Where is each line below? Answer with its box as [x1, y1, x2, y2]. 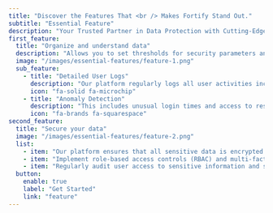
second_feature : [8, 117, 63, 126]
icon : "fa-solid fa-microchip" [29, 87, 136, 96]
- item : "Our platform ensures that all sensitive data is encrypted [23, 147, 264, 155]
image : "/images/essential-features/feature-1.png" [15, 58, 195, 66]
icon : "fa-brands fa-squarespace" [29, 110, 148, 118]
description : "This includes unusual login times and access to [29, 102, 253, 110]
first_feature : [8, 34, 60, 43]
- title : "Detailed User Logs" [23, 72, 129, 80]
